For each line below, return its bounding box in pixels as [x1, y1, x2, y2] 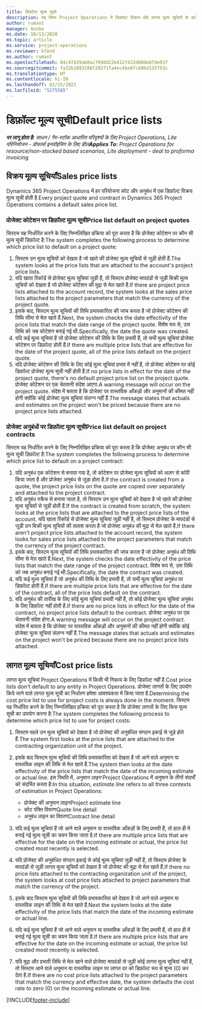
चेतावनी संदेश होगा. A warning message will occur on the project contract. [14, 616, 185, 623]
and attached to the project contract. [14, 489, 106, 497]
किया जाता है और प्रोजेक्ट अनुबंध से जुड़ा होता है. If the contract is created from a [14, 476, 185, 483]
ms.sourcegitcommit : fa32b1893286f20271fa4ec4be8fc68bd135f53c [6, 65, 168, 71]
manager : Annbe [6, 25, 44, 32]
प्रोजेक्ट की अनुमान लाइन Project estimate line [23, 799, 121, 806]
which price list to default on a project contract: [6, 457, 124, 465]
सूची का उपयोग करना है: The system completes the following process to [6, 710, 170, 718]
